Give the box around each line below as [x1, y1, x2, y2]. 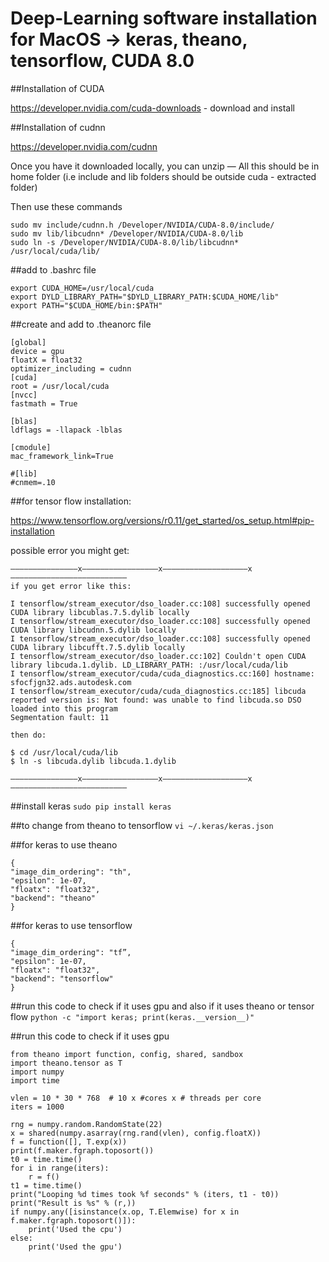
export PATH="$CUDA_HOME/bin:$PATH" [10, 300, 163, 311]
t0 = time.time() [10, 1154, 83, 1164]
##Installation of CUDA [10, 82, 105, 94]
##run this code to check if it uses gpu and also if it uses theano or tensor [10, 1000, 315, 1012]
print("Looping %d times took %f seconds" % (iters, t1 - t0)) [10, 1189, 280, 1199]
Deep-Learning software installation [10, 7, 318, 30]
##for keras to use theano [10, 838, 118, 851]
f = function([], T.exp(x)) [10, 1137, 128, 1147]
